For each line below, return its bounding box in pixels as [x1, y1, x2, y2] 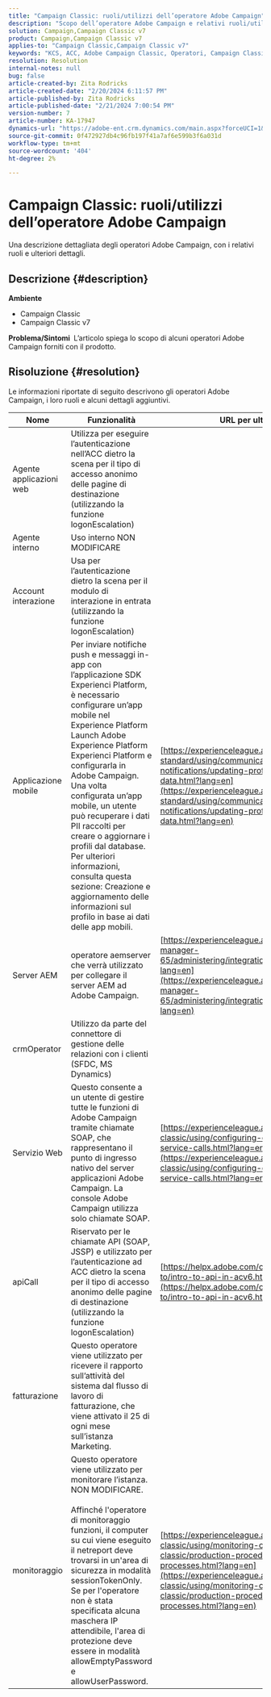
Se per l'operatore [70, 1585, 140, 1596]
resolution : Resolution [8, 57, 89, 65]
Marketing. [70, 1440, 111, 1452]
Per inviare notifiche [70, 638, 147, 650]
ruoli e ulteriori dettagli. [8, 249, 86, 258]
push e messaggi [70, 649, 135, 660]
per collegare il [70, 969, 127, 980]
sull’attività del [70, 1369, 125, 1381]
